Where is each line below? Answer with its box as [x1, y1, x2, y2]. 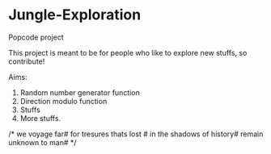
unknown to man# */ [8, 137, 77, 147]
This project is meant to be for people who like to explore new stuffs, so [8, 48, 248, 57]
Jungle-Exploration [8, 6, 142, 24]
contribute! [8, 56, 45, 66]
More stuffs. [19, 113, 61, 123]
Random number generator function [19, 87, 140, 98]
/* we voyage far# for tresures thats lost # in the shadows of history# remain [8, 129, 264, 139]
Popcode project [8, 32, 65, 42]
